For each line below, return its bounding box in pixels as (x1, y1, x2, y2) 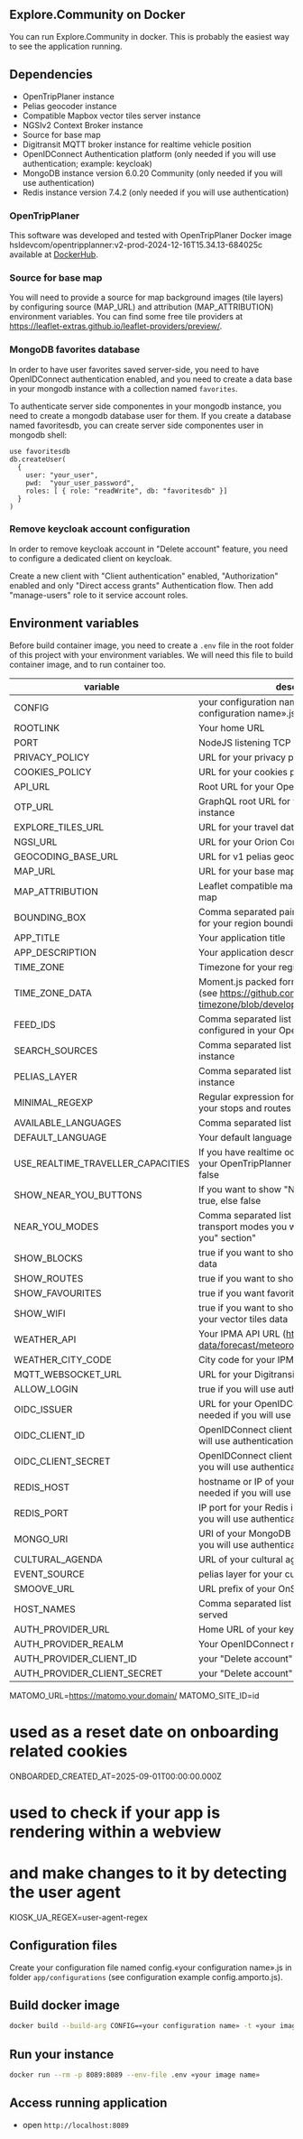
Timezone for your (197, 960, 277, 973)
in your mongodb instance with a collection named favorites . (9, 383, 238, 394)
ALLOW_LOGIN (14, 1383, 78, 1395)
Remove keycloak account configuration (9, 523, 191, 535)
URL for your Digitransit (197, 1367, 298, 1380)
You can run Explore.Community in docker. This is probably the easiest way (9, 31, 290, 42)
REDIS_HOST (14, 1480, 70, 1493)
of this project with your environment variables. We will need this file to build (9, 649, 293, 660)
